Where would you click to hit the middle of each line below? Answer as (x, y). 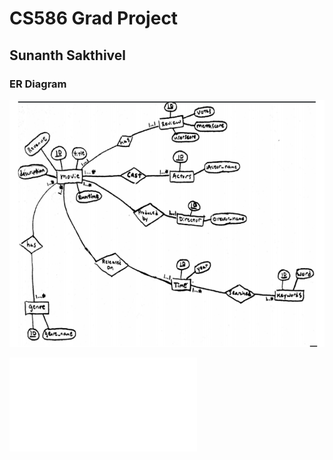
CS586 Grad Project (94, 18)
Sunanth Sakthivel (67, 55)
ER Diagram (38, 84)
